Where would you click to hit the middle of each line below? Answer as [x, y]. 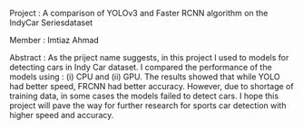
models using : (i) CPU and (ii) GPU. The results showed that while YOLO [145, 77]
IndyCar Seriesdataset [51, 23]
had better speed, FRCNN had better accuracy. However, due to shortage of [151, 86]
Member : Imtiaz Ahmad [54, 40]
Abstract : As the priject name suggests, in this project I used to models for [149, 57]
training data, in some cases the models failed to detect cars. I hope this [144, 96]
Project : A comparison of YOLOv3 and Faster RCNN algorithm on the [139, 13]
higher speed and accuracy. [62, 115]
